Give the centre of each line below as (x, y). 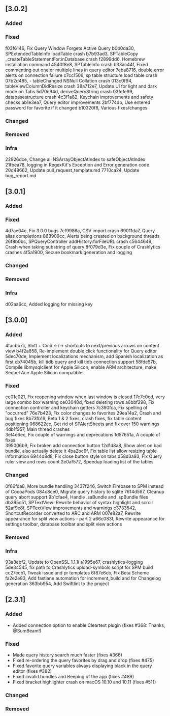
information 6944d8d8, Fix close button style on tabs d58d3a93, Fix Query (84, 456)
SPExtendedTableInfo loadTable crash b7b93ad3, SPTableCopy (72, 53)
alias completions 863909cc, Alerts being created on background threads (82, 236)
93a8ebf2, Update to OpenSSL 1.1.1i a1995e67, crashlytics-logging (74, 562)
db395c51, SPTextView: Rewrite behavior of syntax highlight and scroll (79, 502)
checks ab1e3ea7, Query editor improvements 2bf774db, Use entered (78, 102)
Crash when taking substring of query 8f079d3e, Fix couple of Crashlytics (83, 247)
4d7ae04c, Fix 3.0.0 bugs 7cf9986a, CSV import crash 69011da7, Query (80, 231)
